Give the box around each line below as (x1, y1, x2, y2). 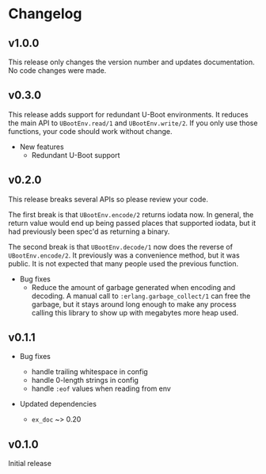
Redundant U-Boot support (31, 150, 120, 159)
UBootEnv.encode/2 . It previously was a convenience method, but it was (8, 250, 240, 260)
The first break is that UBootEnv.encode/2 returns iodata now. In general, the (8, 209, 254, 219)
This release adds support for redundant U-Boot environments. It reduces (8, 109, 249, 119)
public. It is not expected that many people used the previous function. (8, 258, 239, 268)
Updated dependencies (19, 399, 97, 409)
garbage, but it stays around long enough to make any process (31, 299, 237, 309)
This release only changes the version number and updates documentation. (8, 57, 255, 67)
